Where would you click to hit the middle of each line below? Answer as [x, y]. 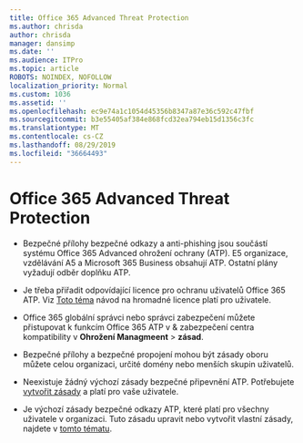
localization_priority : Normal [69, 86]
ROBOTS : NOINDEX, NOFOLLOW [61, 77]
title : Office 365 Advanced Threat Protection [99, 18]
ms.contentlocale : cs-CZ [56, 137]
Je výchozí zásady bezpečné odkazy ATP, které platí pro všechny [146, 409]
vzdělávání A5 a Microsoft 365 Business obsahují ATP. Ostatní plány [150, 263]
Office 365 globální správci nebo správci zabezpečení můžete [139, 317]
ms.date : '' [32, 52]
